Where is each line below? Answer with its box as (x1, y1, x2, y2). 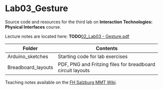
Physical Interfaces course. (5, 24, 62, 30)
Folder (22, 45, 38, 51)
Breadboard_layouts (7, 64, 53, 71)
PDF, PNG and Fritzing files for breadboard (58, 61, 155, 68)
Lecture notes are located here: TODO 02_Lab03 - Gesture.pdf (5, 33, 130, 39)
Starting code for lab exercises (58, 53, 128, 60)
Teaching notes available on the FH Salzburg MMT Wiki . (5, 79, 117, 85)
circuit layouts (58, 67, 90, 74)
